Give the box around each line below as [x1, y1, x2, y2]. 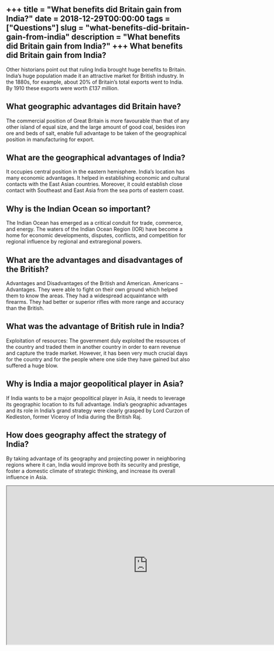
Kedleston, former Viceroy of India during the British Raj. [6, 413, 142, 420]
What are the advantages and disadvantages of [6, 255, 183, 265]
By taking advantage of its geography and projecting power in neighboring [6, 455, 186, 462]
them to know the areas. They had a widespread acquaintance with [6, 292, 169, 299]
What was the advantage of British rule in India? [6, 321, 184, 331]
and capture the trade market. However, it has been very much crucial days [6, 350, 188, 357]
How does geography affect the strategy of [6, 430, 167, 440]
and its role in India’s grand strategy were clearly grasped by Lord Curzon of [6, 407, 190, 414]
